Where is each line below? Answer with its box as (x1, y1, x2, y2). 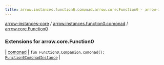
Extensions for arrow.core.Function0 (5, 38, 94, 44)
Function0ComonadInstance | (5, 54, 61, 60)
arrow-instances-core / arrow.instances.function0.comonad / (5, 21, 128, 26)
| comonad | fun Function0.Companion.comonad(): (5, 49, 105, 55)
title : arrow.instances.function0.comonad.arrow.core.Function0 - (5, 7, 143, 12)
